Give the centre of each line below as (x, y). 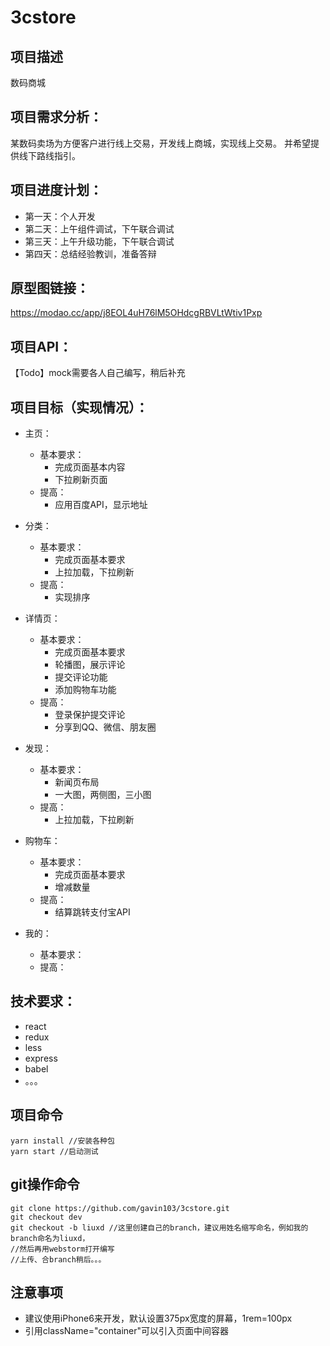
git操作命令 (45, 1184)
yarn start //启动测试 (54, 1151)
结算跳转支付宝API (92, 912)
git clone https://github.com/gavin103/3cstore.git (120, 1208)
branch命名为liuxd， (50, 1238)
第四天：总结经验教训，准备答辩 (90, 253)
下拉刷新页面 (81, 480)
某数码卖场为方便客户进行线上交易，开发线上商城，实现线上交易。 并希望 (160, 143)
